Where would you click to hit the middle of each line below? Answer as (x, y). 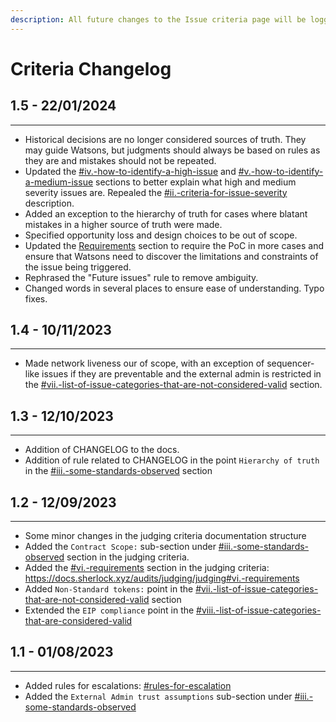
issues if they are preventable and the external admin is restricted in (181, 374)
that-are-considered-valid (78, 621)
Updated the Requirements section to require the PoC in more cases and (174, 245)
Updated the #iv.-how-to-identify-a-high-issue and (130, 171)
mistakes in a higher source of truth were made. (123, 224)
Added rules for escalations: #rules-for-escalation (128, 685)
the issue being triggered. (78, 267)
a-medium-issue (59, 182)
